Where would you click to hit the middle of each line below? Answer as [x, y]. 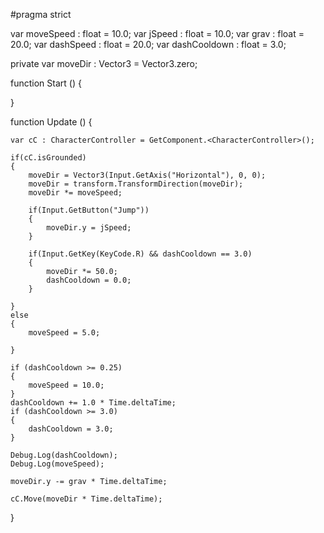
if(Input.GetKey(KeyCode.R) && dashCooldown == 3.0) [140, 254]
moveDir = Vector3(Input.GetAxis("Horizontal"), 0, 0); [147, 175]
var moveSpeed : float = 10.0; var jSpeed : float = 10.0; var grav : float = [157, 33]
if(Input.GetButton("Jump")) [89, 210]
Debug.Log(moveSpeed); [57, 464]
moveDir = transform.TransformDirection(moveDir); [136, 184]
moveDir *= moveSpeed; [75, 193]
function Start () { [46, 83]
